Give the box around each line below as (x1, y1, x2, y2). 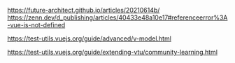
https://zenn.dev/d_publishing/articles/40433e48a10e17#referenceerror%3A (7, 13, 228, 22)
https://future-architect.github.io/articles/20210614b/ (7, 6, 160, 14)
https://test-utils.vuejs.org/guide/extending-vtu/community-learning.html (7, 48, 218, 56)
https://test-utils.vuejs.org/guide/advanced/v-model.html (7, 34, 171, 43)
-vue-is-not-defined (7, 21, 66, 29)
